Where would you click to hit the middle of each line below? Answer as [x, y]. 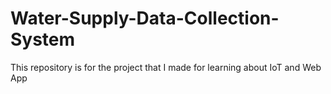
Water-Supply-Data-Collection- [145, 18]
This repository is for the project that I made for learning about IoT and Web [166, 67]
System [43, 39]
